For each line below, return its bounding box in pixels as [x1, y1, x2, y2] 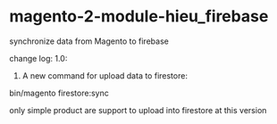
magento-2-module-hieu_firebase [9, 6, 269, 27]
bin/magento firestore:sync [9, 87, 109, 98]
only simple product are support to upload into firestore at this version [9, 104, 267, 115]
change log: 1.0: [9, 53, 68, 63]
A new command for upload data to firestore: [21, 70, 188, 81]
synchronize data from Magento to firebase [9, 36, 170, 46]
